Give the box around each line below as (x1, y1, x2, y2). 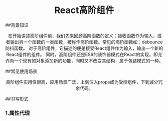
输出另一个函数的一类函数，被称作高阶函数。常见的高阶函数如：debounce (10, 38, 163, 45)
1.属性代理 (5, 109, 30, 116)
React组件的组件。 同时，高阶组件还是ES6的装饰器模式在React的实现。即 (6, 51, 158, 57)
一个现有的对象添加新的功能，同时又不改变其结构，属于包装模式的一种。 (14, 57, 163, 63)
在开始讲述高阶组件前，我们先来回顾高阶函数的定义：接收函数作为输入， (8, 32, 157, 38)
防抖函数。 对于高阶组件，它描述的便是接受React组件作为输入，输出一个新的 (5, 45, 163, 51)
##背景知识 (5, 22, 29, 28)
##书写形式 (5, 95, 29, 101)
